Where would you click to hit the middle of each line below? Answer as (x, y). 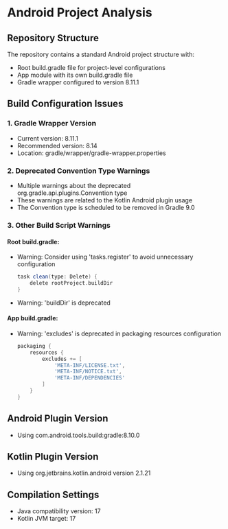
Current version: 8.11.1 (48, 138)
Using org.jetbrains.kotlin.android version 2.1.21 (84, 473)
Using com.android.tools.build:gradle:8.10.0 (78, 435)
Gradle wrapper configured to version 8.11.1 (78, 82)
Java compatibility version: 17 (59, 511)
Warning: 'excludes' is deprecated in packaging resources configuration (119, 333)
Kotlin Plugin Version (53, 457)
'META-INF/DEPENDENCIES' (90, 378)
